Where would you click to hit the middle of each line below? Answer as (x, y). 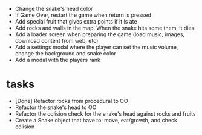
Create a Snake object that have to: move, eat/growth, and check (96, 120)
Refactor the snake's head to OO (56, 107)
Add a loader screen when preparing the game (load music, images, (100, 34)
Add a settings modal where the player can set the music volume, (96, 47)
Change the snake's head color (54, 9)
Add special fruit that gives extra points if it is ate (76, 21)
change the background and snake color (65, 53)
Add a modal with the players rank (58, 60)
